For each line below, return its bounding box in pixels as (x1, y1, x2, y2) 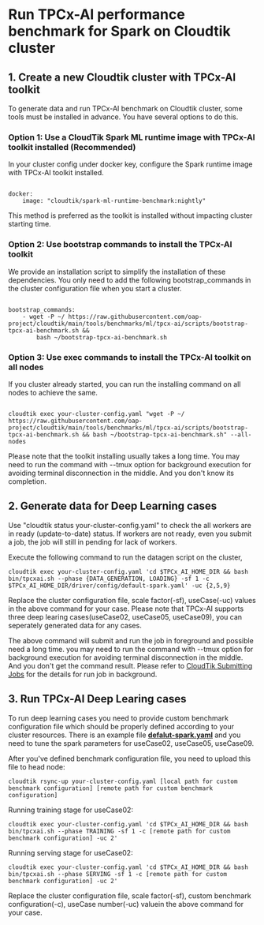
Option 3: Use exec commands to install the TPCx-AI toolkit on (8, 351, 251, 362)
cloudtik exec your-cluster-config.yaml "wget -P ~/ (8, 410, 185, 418)
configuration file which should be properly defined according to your (8, 721, 235, 731)
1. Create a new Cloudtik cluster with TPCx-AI (8, 70, 236, 84)
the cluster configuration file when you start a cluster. (8, 283, 182, 293)
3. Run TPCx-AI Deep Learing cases (8, 692, 187, 706)
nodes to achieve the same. (8, 388, 99, 397)
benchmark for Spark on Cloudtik (8, 22, 231, 40)
